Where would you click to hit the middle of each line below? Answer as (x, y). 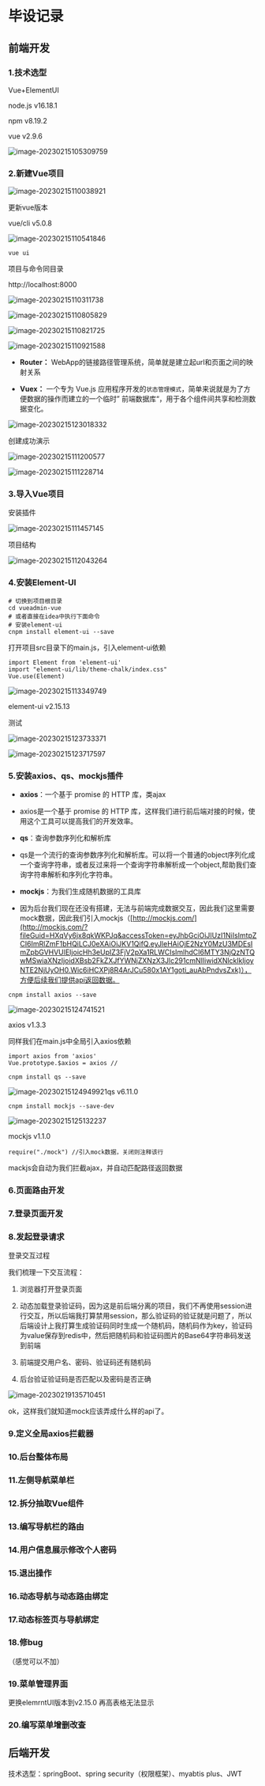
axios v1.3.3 (27, 1025)
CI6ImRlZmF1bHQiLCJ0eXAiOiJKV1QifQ (84, 944)
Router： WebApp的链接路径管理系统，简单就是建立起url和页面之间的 (133, 362)
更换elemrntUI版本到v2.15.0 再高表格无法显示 (81, 1703)
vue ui (19, 253)
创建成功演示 (29, 441)
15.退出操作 (30, 1573)
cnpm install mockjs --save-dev (61, 1106)
